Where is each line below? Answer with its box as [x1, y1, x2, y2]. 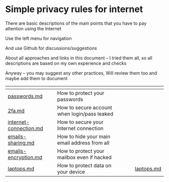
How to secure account [57, 104, 112, 111]
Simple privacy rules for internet [5, 4, 143, 15]
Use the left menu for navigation [5, 35, 72, 41]
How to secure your [57, 118, 104, 126]
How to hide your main [57, 133, 111, 140]
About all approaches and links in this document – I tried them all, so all [5, 54, 152, 61]
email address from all [57, 139, 110, 146]
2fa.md [8, 107, 25, 114]
